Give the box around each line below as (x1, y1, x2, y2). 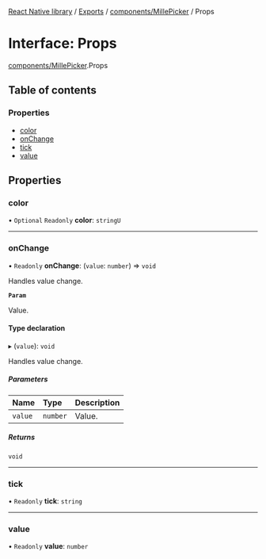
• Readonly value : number (8, 542, 89, 551)
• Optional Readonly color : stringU (8, 216, 121, 225)
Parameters (8, 374, 48, 384)
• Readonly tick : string (8, 496, 83, 506)
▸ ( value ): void (8, 341, 55, 350)
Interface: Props (8, 35, 117, 52)
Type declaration (8, 324, 66, 333)
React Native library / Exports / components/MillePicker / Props (8, 7, 215, 16)
